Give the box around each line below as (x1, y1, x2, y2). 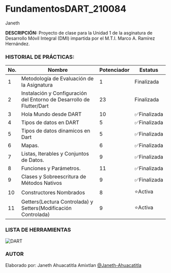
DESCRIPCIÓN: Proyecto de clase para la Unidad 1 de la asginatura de (5, 30, 153, 36)
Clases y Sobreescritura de (21, 173, 87, 180)
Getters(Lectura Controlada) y (21, 198, 93, 205)
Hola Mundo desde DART (21, 111, 82, 118)
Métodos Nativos (21, 179, 62, 186)
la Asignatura (21, 81, 53, 89)
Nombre (47, 67, 68, 74)
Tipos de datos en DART (21, 119, 80, 126)
